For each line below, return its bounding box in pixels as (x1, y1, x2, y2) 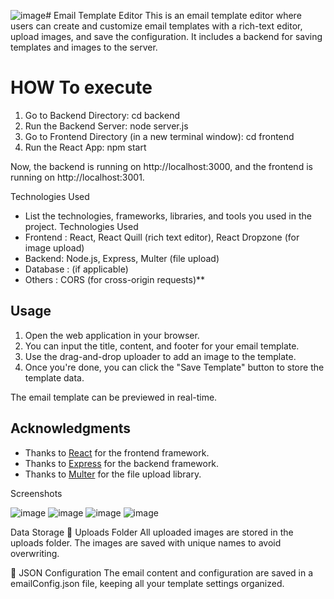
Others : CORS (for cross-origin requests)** (24, 273, 206, 285)
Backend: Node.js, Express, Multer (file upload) (24, 252, 220, 264)
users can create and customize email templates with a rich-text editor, (10, 20, 303, 32)
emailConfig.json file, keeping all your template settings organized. (10, 577, 285, 589)
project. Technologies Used (24, 220, 139, 232)
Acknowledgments (10, 420, 132, 437)
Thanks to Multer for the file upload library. (24, 468, 202, 480)
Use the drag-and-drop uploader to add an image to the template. (24, 350, 297, 362)
